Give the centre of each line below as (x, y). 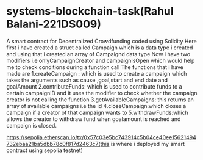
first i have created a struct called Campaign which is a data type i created (100, 48)
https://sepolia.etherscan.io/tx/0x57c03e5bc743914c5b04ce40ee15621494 (101, 137)
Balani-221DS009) (54, 24)
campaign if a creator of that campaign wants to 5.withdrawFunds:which (98, 112)
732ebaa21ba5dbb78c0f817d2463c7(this (58, 144)
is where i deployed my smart (148, 144)
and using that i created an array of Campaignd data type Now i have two (98, 54)
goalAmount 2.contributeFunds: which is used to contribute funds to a (94, 86)
